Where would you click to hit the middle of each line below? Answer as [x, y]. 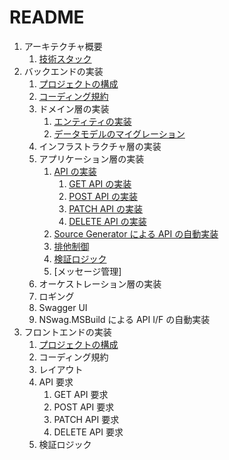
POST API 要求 [84, 407]
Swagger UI [63, 307]
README [47, 17]
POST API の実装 [103, 196]
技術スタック [65, 58]
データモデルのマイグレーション [119, 133]
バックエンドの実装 [63, 71]
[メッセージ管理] [87, 271]
